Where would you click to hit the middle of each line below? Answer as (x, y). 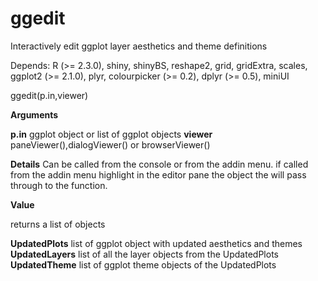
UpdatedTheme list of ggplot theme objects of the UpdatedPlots (143, 264)
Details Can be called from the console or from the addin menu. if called (159, 164)
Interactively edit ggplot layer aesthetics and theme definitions (139, 46)
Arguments (34, 114)
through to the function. (59, 185)
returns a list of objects (58, 224)
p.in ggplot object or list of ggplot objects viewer (111, 134)
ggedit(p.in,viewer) (49, 95)
